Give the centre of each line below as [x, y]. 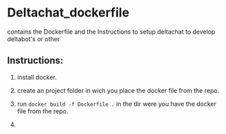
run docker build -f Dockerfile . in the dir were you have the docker [116, 104]
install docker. [37, 77]
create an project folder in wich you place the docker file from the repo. [118, 90]
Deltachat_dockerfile [68, 13]
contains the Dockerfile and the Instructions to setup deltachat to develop [111, 32]
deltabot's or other [34, 38]
